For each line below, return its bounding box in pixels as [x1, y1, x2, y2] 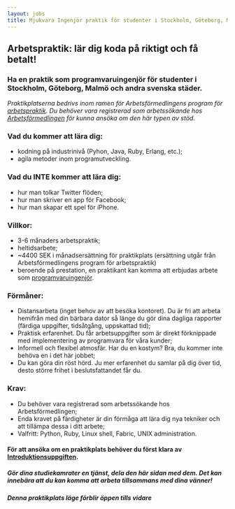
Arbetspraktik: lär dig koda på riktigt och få [7, 43, 199, 55]
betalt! [7, 53, 37, 65]
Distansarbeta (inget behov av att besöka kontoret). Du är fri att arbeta [17, 307, 221, 315]
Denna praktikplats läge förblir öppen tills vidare [7, 494, 152, 502]
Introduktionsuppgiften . [7, 452, 79, 461]
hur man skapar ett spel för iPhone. [17, 203, 120, 211]
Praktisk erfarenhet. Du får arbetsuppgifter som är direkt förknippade [17, 329, 217, 338]
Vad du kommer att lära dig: [7, 131, 104, 141]
